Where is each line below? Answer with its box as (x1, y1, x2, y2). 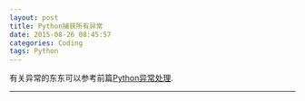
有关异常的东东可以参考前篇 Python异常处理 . (9, 73, 174, 84)
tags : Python (9, 47, 59, 56)
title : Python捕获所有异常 (9, 22, 103, 31)
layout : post (9, 13, 59, 23)
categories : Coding (9, 38, 84, 48)
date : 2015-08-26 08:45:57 (9, 30, 112, 39)
